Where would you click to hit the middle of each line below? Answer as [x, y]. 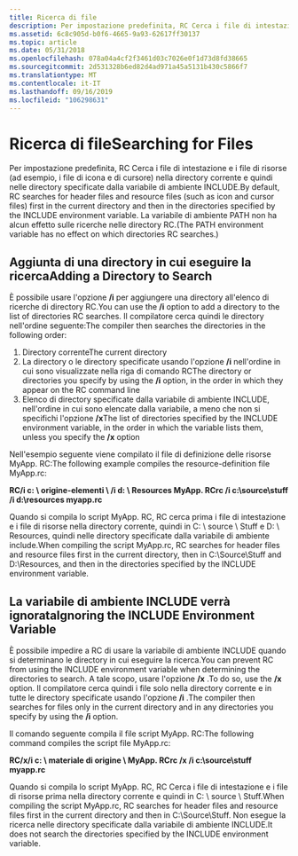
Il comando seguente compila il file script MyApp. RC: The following [132, 734]
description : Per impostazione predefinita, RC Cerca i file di [130, 26]
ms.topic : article [43, 42]
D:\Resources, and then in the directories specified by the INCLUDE [133, 564]
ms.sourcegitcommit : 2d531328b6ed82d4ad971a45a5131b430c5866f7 [129, 67]
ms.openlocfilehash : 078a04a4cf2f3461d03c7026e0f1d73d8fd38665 [129, 59]
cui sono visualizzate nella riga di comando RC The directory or [137, 371]
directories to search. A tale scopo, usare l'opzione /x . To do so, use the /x [145, 679]
